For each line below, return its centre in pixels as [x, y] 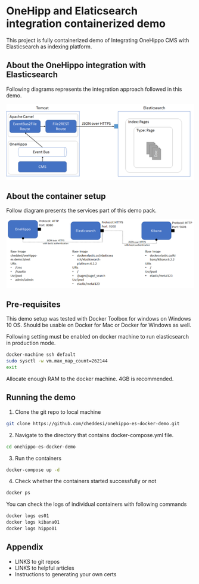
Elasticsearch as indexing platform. [49, 47]
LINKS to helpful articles [44, 568]
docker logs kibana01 [33, 522]
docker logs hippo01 [32, 529]
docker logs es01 [28, 516]
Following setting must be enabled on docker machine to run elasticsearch [98, 337]
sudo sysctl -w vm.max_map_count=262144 [57, 361]
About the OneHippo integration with [76, 65]
